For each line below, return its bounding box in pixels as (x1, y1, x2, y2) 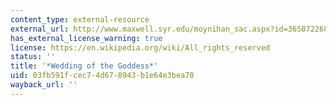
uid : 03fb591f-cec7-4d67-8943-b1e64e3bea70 (10, 71, 195, 81)
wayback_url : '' (10, 80, 78, 90)
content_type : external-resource (10, 14, 150, 25)
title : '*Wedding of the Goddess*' (10, 61, 159, 71)
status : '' (10, 52, 56, 62)
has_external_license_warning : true (10, 33, 163, 43)
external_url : (10, 24, 70, 34)
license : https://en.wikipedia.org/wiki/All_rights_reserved (10, 42, 271, 53)
